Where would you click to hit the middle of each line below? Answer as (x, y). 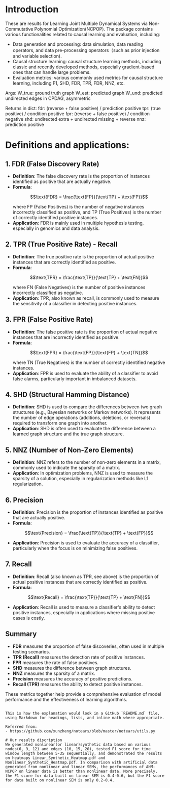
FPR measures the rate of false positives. (56, 662)
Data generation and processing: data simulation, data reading (78, 44)
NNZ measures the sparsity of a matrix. (54, 673)
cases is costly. (29, 618)
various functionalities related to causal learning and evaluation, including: (83, 34)
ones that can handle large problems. (52, 72)
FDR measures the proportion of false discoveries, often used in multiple (88, 646)
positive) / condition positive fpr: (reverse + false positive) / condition (78, 114)
